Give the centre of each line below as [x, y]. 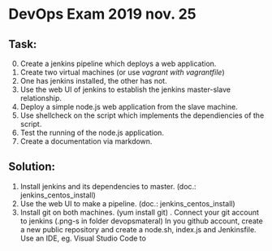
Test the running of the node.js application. [92, 132]
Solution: [32, 167]
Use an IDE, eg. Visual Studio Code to [83, 238]
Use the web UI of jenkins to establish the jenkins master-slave [125, 89]
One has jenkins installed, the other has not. [94, 81]
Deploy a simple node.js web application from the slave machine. [129, 107]
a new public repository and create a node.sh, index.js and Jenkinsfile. [138, 229]
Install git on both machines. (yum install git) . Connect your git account [140, 212]
